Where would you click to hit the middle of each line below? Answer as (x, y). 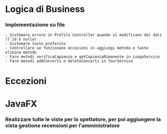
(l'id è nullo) (21, 39)
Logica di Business (45, 9)
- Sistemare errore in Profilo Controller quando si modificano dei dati (84, 35)
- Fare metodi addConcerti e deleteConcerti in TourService (69, 61)
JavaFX (21, 104)
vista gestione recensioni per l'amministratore (62, 126)
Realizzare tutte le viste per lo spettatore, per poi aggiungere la (83, 119)
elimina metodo (21, 53)
